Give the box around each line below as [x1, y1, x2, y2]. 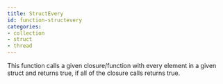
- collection [7, 29, 45, 37]
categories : [7, 23, 42, 30]
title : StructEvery [7, 10, 64, 17]
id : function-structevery [7, 17, 82, 24]
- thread [7, 42, 33, 49]
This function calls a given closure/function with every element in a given [7, 62, 217, 69]
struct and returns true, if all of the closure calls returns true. [7, 69, 181, 77]
